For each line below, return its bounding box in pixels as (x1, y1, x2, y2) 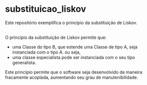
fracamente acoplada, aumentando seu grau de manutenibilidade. (5, 74, 138, 80)
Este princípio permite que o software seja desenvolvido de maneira (5, 69, 143, 75)
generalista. (12, 59, 36, 65)
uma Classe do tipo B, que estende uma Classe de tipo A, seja (12, 44, 138, 50)
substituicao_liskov (5, 3, 86, 15)
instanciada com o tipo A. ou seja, (12, 49, 81, 55)
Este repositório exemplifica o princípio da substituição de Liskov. (5, 20, 138, 26)
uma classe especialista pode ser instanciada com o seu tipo (12, 54, 135, 60)
